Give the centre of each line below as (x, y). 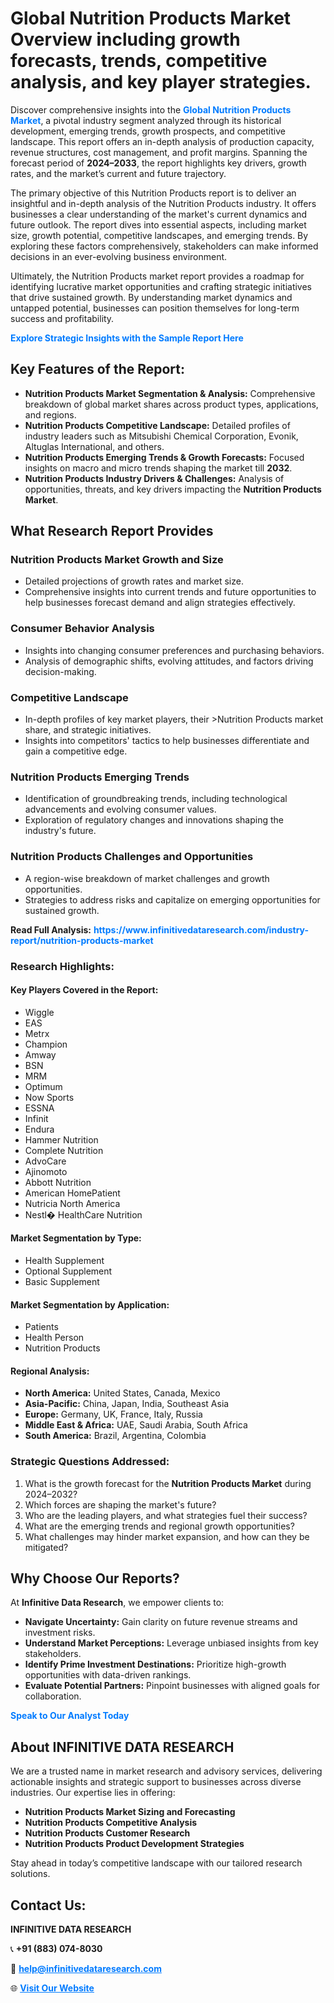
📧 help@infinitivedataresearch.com (86, 1969)
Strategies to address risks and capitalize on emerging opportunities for (172, 899)
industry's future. (60, 831)
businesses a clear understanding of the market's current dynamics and (159, 214)
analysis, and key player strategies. (161, 82)
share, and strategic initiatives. (88, 730)
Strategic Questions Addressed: (90, 1462)
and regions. (50, 414)
